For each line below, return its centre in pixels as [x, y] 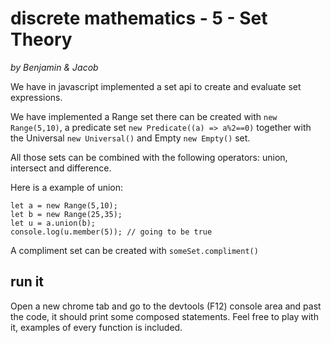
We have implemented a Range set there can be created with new [144, 116]
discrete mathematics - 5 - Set [139, 18]
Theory [41, 39]
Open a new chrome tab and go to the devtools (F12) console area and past [166, 306]
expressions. [36, 97]
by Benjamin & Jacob [54, 67]
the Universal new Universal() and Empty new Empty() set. [130, 138]
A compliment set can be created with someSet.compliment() [134, 250]
